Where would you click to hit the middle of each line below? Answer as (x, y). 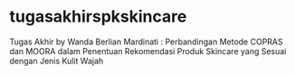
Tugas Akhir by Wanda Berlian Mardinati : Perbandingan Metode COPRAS (146, 42)
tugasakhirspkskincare (98, 17)
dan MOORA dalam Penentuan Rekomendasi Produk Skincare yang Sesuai (148, 51)
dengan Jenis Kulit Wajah (57, 61)
